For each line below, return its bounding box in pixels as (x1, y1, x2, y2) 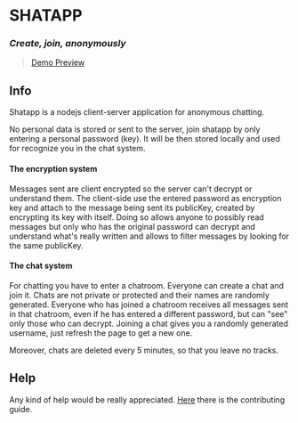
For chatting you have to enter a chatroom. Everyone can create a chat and (9, 280, 285, 290)
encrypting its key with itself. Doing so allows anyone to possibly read (9, 211, 264, 223)
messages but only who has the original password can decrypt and (9, 221, 256, 232)
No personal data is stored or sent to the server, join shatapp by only (9, 124, 261, 134)
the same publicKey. (9, 240, 84, 250)
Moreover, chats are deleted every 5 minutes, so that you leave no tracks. (9, 345, 278, 355)
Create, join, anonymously (9, 37, 126, 50)
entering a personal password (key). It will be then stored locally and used (9, 134, 280, 144)
